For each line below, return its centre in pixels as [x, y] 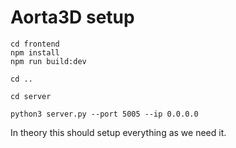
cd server [31, 96]
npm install [35, 52]
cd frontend [35, 44]
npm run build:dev [48, 61]
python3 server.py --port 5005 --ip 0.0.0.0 [104, 114]
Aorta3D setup [72, 17]
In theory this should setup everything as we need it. [118, 132]
